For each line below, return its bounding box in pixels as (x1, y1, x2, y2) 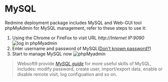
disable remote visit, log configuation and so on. (17, 71, 117, 77)
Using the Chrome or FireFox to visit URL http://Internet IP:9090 (12, 35, 145, 41)
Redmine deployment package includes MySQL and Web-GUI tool (5, 20, 142, 26)
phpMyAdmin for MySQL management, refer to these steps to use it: (5, 25, 147, 31)
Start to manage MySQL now (12, 51, 73, 57)
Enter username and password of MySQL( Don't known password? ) (12, 45, 152, 51)
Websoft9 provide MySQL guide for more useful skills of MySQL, (17, 60, 152, 66)
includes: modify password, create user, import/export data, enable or (17, 66, 163, 72)
